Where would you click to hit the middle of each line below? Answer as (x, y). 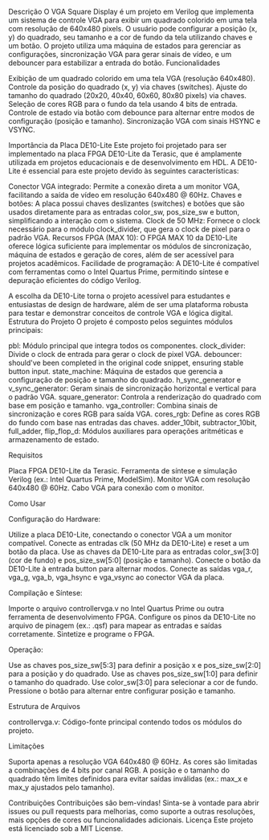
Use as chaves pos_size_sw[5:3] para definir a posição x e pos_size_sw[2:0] (135, 665)
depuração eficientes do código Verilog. (75, 280)
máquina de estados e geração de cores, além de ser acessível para (121, 255)
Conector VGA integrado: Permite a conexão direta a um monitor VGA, (124, 186)
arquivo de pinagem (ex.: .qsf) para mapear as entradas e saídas (115, 625)
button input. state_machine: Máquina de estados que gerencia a (116, 371)
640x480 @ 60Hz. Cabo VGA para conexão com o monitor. (106, 488)
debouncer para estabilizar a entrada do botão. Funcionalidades (114, 63)
